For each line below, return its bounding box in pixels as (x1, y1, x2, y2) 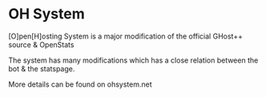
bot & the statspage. (8, 63, 75, 73)
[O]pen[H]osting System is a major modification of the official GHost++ (8, 31, 243, 41)
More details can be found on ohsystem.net (8, 79, 152, 89)
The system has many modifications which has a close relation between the (8, 55, 259, 65)
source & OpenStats (8, 39, 75, 49)
